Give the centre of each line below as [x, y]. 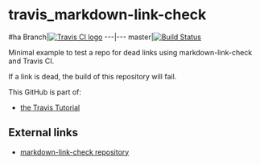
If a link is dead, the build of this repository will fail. [93, 76]
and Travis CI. [31, 61]
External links [43, 133]
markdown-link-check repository [74, 152]
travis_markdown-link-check [107, 15]
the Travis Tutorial [50, 107]
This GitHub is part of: [45, 92]
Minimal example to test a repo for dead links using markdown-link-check [130, 52]
